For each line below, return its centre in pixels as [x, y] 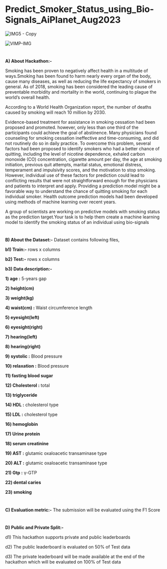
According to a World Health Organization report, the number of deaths [78, 107]
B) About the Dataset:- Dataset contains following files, [62, 240]
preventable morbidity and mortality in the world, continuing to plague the [81, 92]
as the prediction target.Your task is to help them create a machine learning [83, 217]
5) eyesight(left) [22, 318]
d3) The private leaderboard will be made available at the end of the [75, 556]
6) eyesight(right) [24, 327]
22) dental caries [23, 482]
